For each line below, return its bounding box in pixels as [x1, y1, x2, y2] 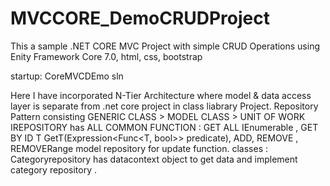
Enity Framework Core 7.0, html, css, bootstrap [10, 50, 203, 62]
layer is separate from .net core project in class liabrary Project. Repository [10, 100, 319, 112]
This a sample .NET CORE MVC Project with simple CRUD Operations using [10, 40, 321, 52]
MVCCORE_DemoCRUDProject [10, 7, 271, 30]
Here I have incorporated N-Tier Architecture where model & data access [10, 89, 312, 101]
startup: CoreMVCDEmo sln [10, 70, 124, 82]
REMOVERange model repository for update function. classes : [10, 142, 269, 154]
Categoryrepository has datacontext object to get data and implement [10, 153, 298, 165]
